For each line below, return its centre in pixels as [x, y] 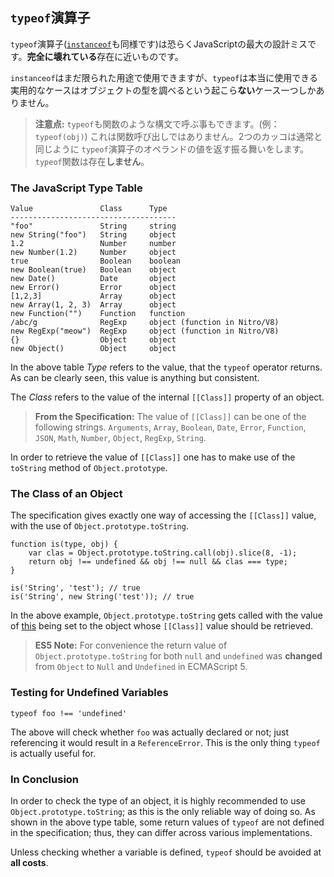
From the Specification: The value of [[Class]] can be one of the [170, 417]
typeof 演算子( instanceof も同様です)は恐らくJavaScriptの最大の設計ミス [159, 44]
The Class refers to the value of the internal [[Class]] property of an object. [167, 397]
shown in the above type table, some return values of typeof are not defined [167, 822]
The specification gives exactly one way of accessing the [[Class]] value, [163, 515]
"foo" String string [93, 226]
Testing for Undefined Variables [89, 693]
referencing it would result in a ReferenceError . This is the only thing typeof [165, 742]
